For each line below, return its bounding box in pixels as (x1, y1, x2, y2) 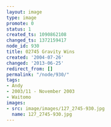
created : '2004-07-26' (6, 54, 64, 60)
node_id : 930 (6, 43, 40, 49)
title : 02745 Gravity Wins (6, 49, 75, 55)
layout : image (6, 9, 43, 15)
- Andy (6, 83, 23, 89)
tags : (6, 77, 20, 83)
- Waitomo (6, 94, 32, 100)
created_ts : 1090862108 (6, 32, 67, 38)
